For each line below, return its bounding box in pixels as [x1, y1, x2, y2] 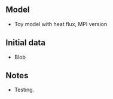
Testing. [14, 86, 35, 94]
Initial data [5, 38, 46, 48]
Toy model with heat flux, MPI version [14, 20, 108, 27]
